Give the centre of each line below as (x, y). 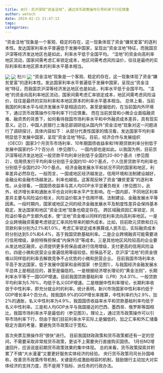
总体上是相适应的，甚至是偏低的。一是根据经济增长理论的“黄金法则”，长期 (83, 271)
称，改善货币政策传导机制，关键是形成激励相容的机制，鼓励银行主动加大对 (79, 360)
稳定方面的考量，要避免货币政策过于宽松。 (48, 325)
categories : (17, 28)
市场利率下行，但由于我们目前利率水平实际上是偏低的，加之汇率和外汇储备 (83, 319)
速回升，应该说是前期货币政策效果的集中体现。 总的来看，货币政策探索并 (78, 348)
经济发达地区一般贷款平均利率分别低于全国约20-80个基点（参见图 (83, 155)
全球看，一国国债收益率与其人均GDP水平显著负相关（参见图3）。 (82, 186)
